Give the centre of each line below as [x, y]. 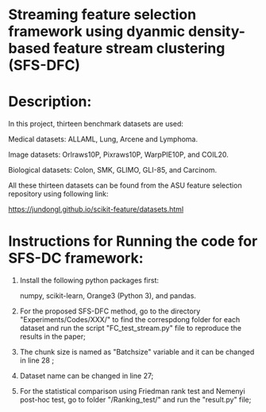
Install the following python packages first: [89, 281]
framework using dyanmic [96, 31]
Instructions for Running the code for [133, 241]
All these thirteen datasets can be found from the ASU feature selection [125, 185]
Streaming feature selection [102, 15]
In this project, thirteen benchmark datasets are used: [96, 124]
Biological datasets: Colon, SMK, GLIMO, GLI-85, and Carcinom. [113, 170]
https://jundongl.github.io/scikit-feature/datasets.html [96, 209]
